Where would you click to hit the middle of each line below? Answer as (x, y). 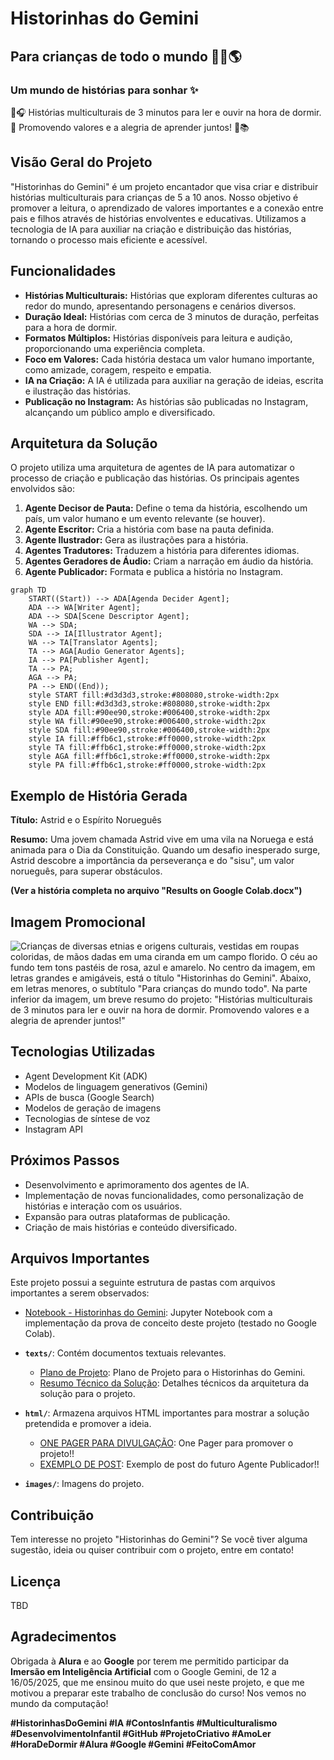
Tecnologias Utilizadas (83, 1052)
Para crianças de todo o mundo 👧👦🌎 (126, 56)
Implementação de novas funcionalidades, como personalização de (164, 1195)
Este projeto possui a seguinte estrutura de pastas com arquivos (143, 1283)
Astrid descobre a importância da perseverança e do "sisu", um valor (152, 861)
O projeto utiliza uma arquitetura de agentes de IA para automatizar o (152, 468)
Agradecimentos (63, 1637)
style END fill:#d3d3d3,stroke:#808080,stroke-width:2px (149, 704)
